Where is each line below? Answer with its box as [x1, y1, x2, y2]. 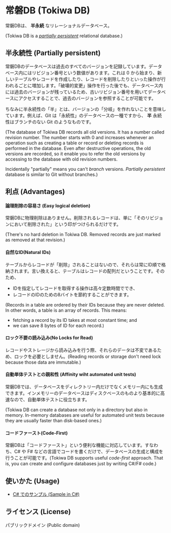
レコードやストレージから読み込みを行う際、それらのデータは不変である [5, 347, 157, 353]
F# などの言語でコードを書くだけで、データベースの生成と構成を [27, 448, 163, 454]
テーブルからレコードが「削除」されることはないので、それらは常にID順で [5, 261, 162, 268]
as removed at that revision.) [5, 237, 65, 243]
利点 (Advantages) [5, 187, 65, 196]
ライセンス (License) [5, 507, 71, 516]
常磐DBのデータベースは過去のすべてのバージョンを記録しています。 [5, 63, 149, 69]
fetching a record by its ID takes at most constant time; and [12, 317, 137, 323]
